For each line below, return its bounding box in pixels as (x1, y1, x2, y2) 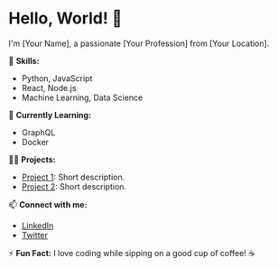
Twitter (21, 229, 49, 240)
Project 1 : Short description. (21, 171, 125, 182)
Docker (21, 136, 50, 147)
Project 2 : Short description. (21, 180, 127, 192)
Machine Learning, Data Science (21, 92, 144, 103)
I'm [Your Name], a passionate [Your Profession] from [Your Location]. (8, 38, 270, 49)
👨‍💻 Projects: (8, 153, 56, 165)
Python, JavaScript (21, 72, 93, 84)
